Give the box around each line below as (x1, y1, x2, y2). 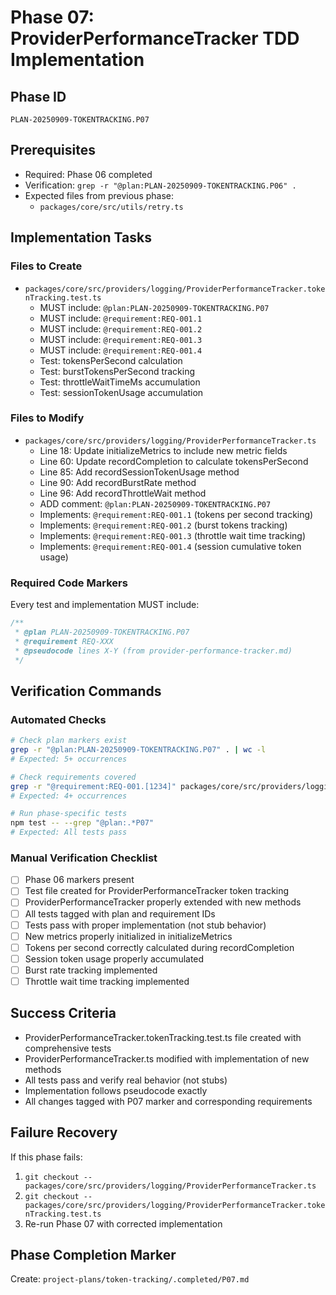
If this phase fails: (10, 1151, 83, 1163)
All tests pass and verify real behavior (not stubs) (24, 1074, 228, 1086)
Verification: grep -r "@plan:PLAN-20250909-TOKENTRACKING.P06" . (24, 179, 297, 191)
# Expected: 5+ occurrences (10, 754, 128, 764)
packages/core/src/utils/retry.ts (39, 202, 184, 212)
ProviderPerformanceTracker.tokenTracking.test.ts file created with (24, 1031, 302, 1043)
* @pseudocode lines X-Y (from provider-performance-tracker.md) (14, 646, 293, 656)
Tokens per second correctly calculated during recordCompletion (24, 941, 295, 953)
